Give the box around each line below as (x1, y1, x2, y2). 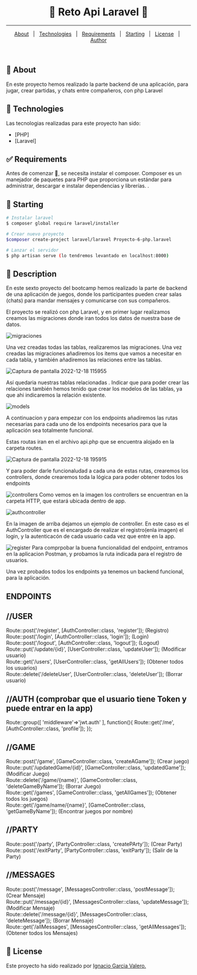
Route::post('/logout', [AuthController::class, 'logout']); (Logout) (6, 640, 159, 647)
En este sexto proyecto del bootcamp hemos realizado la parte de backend (6, 285, 188, 292)
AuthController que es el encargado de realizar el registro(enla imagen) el (6, 527, 184, 534)
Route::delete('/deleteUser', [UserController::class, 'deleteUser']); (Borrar (6, 671, 183, 678)
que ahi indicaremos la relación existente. (6, 391, 107, 399)
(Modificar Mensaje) (6, 904, 55, 911)
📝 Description (6, 269, 57, 279)
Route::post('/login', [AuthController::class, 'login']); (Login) (6, 633, 150, 640)
